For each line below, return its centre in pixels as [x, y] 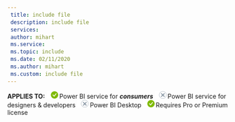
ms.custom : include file [46, 74]
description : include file [50, 22]
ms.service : [28, 45]
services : [25, 29]
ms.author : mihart [37, 67]
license [18, 112]
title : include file [40, 15]
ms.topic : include [37, 52]
